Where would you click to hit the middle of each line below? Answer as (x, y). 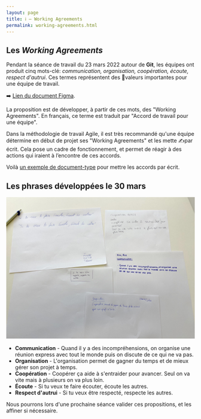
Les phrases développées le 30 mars (76, 186)
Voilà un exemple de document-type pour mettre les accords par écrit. (93, 167)
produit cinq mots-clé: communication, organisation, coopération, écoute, (98, 71)
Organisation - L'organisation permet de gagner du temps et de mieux (102, 361)
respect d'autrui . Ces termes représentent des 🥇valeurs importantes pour (97, 77)
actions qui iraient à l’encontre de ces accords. (64, 156)
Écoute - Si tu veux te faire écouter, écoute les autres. (81, 386)
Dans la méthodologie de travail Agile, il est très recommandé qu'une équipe (100, 134)
